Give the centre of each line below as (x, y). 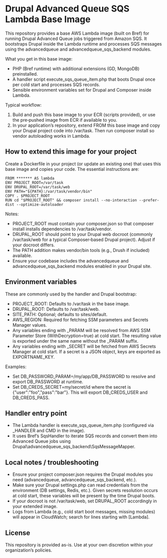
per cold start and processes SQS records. (56, 84)
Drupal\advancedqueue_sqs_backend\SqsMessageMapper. (74, 447)
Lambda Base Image (48, 19)
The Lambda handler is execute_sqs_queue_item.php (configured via (83, 425)
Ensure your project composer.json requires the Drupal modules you (83, 474)
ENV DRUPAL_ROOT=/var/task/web (38, 187)
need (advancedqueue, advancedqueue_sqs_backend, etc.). (75, 480)
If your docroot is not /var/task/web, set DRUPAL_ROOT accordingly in (84, 501)
